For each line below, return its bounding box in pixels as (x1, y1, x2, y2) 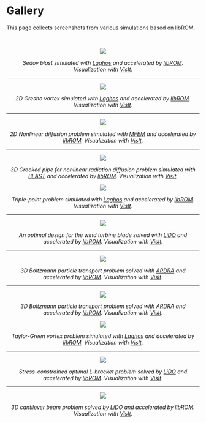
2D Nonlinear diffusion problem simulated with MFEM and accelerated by (10, 130, 196, 138)
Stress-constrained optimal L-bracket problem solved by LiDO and (18, 368, 188, 375)
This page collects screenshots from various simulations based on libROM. (6, 24, 196, 31)
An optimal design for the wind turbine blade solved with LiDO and (18, 231, 188, 239)
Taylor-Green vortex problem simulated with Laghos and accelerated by (11, 332, 195, 340)
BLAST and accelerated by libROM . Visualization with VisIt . (28, 172, 178, 179)
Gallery (6, 4, 44, 18)
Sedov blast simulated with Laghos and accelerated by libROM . (22, 59, 184, 66)
